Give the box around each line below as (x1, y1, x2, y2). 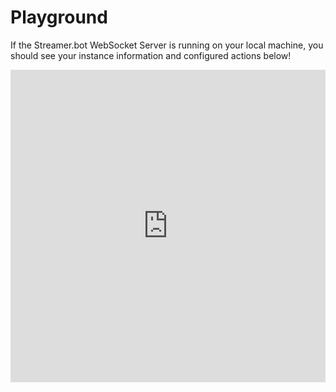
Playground (10, 6, 108, 29)
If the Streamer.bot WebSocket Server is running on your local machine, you (10, 39, 324, 51)
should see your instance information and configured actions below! (10, 49, 292, 61)
